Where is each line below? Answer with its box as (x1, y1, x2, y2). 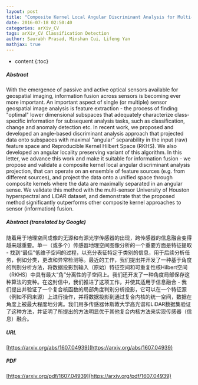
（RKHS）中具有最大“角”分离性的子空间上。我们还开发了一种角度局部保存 (6, 271, 185, 278)
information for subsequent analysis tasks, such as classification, (27, 117, 186, 124)
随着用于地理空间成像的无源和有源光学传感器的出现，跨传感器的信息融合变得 (6, 234, 192, 241)
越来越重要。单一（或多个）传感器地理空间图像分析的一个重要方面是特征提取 (6, 241, 192, 248)
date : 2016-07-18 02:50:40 (6, 19, 72, 25)
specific (6, 117, 26, 124)
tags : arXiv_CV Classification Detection (6, 31, 110, 37)
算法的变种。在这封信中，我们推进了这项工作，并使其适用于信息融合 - (11, 278, 181, 285)
